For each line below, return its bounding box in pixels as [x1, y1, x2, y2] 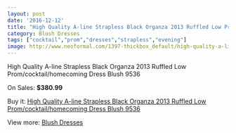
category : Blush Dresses [7, 30, 80, 37]
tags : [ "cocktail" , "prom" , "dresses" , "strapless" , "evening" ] [7, 37, 188, 44]
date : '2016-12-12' [7, 17, 65, 24]
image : [7, 43, 27, 50]
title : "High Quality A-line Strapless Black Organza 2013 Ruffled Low [7, 23, 221, 30]
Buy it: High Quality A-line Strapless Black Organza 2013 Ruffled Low [7, 97, 206, 106]
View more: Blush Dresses [7, 118, 84, 127]
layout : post [7, 10, 46, 18]
